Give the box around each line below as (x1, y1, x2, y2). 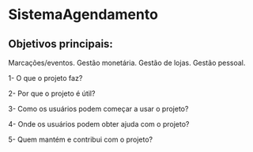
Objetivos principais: (8, 37, 113, 51)
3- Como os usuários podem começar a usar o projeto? (8, 104, 189, 113)
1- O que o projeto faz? (8, 74, 83, 82)
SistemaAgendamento (8, 6, 158, 24)
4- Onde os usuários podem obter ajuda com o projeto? (8, 120, 190, 128)
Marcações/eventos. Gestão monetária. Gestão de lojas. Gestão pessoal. (8, 58, 246, 67)
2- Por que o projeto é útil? (8, 89, 96, 98)
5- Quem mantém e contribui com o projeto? (8, 135, 153, 144)
